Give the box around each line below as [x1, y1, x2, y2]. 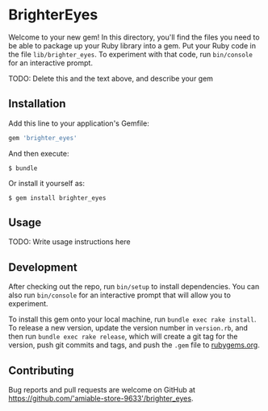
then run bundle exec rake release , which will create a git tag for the [8, 332, 238, 342]
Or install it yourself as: [8, 178, 85, 188]
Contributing [8, 363, 74, 377]
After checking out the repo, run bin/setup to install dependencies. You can [8, 282, 260, 292]
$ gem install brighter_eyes [8, 193, 107, 202]
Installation [8, 97, 66, 110]
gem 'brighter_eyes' [8, 134, 78, 142]
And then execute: [8, 148, 69, 158]
